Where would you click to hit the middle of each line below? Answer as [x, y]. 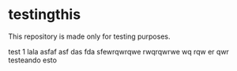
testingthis [45, 15]
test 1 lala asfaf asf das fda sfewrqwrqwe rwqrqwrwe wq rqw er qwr [118, 51]
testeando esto [33, 60]
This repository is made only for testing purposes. [89, 36]
